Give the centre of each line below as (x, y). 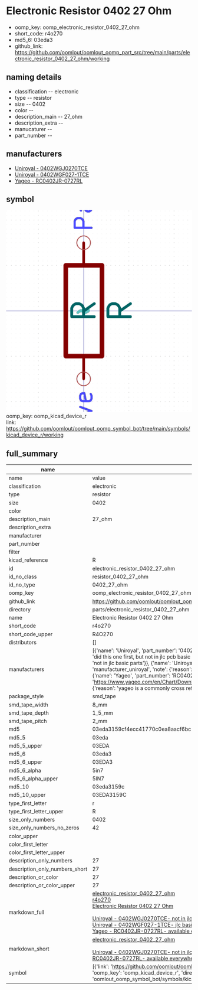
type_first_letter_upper (36, 811)
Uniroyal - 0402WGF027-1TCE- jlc (136, 925)
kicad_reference (28, 560)
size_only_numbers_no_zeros (44, 828)
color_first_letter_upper (37, 852)
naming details (34, 77)
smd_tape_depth (29, 712)
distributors (23, 642)
